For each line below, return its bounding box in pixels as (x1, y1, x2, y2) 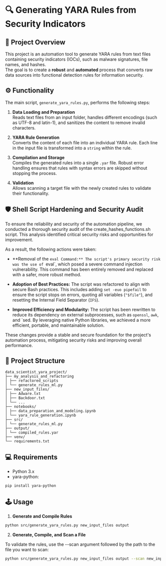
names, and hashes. (5, 62, 46, 67)
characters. (12, 125, 36, 131)
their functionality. (12, 190, 49, 196)
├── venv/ (5, 435, 26, 439)
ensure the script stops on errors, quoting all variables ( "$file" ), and (12, 292, 153, 298)
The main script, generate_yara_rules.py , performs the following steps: (5, 99, 151, 105)
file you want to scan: (5, 546, 49, 552)
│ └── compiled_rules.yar (5, 430, 58, 435)
